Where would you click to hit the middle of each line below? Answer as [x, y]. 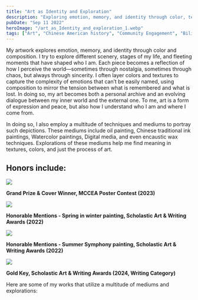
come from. [20, 113]
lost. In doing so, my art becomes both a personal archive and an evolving [96, 94]
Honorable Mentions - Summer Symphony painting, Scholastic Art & [91, 244]
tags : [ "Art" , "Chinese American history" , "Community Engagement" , [92, 34]
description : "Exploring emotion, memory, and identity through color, [96, 17]
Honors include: [36, 168]
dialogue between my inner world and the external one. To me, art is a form [98, 100]
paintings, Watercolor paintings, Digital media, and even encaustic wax [92, 137]
